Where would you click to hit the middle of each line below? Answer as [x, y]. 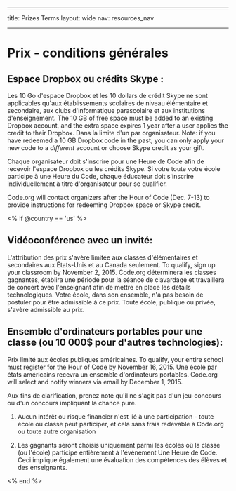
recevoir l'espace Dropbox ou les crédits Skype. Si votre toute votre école [114, 169]
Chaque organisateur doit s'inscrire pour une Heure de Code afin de [106, 161]
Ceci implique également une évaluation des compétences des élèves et [122, 459]
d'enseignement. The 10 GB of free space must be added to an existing [110, 118]
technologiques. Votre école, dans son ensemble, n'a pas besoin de [105, 295]
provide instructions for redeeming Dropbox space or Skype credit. [104, 205]
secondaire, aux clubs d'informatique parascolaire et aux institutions [106, 110]
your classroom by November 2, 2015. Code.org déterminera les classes [112, 272]
